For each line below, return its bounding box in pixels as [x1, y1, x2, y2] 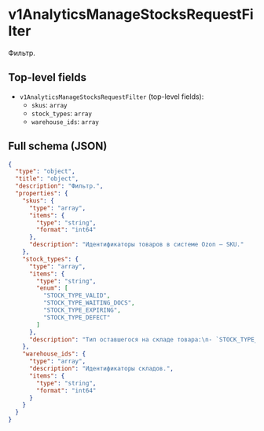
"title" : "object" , [15, 175, 79, 183]
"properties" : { [15, 190, 68, 198]
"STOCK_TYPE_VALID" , [42, 292, 111, 300]
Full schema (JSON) [8, 140, 108, 153]
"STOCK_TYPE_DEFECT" [42, 313, 111, 321]
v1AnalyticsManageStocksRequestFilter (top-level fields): [19, 92, 204, 101]
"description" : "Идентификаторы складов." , [28, 365, 174, 373]
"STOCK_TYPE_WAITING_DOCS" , [42, 299, 135, 307]
